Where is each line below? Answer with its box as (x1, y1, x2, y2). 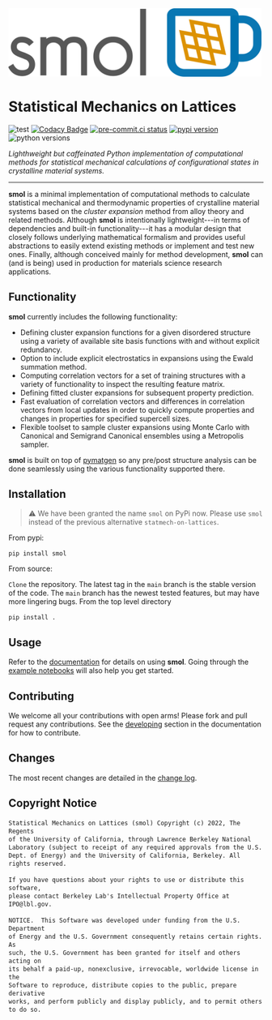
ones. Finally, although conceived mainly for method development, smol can (8, 249, 263, 259)
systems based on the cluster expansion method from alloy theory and (8, 206, 244, 216)
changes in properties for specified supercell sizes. (19, 414, 192, 423)
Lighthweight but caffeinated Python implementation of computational (8, 148, 244, 158)
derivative (8, 989, 45, 997)
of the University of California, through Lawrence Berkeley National (8, 835, 252, 843)
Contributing (8, 689, 74, 703)
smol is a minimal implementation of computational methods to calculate (8, 189, 251, 199)
